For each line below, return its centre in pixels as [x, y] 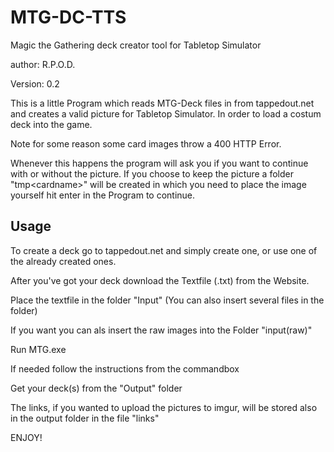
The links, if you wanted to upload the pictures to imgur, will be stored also [164, 407]
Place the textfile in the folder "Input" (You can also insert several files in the [167, 300]
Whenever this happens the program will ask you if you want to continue [159, 163]
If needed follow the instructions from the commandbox [125, 368]
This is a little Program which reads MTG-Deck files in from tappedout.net [162, 103]
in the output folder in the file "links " [85, 418]
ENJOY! [26, 437]
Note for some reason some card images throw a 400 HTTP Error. [146, 143]
